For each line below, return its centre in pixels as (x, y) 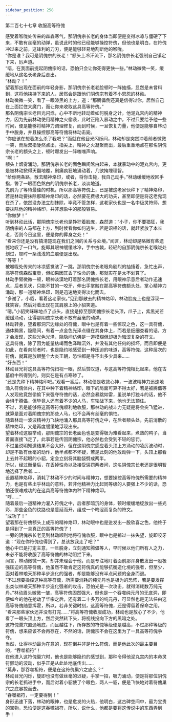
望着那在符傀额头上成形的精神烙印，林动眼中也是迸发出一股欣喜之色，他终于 (86, 522)
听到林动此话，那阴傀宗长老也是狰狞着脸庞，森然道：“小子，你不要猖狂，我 (85, 222)
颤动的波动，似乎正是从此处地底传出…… (52, 663)
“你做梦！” (16, 215)
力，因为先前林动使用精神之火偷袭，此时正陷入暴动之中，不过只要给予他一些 (86, 119)
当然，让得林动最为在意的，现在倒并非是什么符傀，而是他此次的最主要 (79, 644)
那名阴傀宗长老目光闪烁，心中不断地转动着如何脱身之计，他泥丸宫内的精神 (84, 113)
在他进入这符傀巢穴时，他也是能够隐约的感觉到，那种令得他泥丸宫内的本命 (84, 657)
